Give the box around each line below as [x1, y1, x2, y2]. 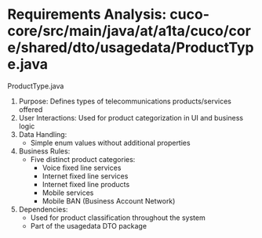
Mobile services [42, 188, 94, 197]
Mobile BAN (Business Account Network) [42, 196, 176, 205]
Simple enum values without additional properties [30, 138, 191, 147]
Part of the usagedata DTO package [30, 221, 147, 230]
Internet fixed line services [42, 171, 129, 181]
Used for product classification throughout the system [30, 213, 206, 222]
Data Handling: [18, 129, 67, 139]
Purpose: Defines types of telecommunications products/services [18, 96, 232, 106]
